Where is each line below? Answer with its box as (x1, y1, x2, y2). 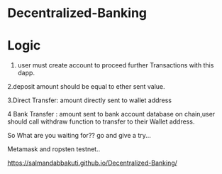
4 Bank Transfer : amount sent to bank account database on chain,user (7, 110, 216, 119)
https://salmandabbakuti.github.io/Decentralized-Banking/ (7, 158, 177, 168)
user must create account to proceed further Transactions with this (17, 61, 214, 70)
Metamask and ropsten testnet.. (7, 145, 101, 153)
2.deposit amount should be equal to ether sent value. (7, 82, 165, 91)
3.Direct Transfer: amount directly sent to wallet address (7, 96, 172, 104)
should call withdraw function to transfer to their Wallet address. (7, 117, 195, 126)
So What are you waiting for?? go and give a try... (7, 131, 151, 140)
